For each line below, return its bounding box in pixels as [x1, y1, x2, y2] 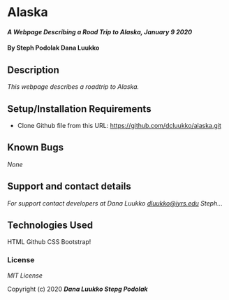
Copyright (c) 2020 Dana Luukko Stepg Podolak [7, 285, 148, 293]
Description [7, 64, 59, 76]
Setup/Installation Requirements [7, 103, 152, 115]
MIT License [7, 271, 43, 280]
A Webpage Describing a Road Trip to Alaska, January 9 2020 [7, 27, 193, 36]
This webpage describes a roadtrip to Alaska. [7, 83, 140, 91]
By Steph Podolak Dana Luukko [7, 43, 100, 52]
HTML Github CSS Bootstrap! [7, 238, 91, 246]
